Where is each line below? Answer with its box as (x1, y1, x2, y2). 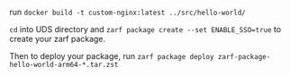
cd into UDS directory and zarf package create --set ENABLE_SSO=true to (9, 24, 282, 34)
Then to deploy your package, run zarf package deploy (9, 51, 214, 61)
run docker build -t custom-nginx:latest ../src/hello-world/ (9, 7, 246, 17)
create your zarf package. (9, 34, 106, 44)
